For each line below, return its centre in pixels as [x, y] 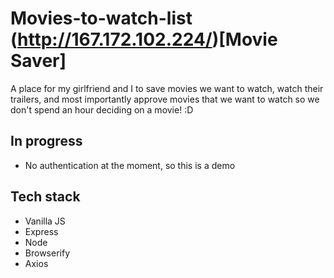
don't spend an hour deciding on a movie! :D [102, 109]
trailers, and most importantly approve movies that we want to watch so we [165, 99]
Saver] [38, 61]
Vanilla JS [45, 221]
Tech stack [45, 197]
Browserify [47, 253]
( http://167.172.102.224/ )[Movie [144, 39]
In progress [46, 141]
